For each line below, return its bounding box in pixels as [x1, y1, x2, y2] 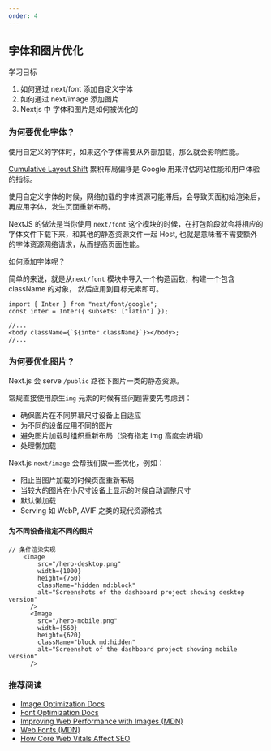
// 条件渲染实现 [8, 546, 56, 555]
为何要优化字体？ [8, 127, 75, 138]
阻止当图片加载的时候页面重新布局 [19, 476, 135, 486]
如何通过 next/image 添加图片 [19, 94, 119, 104]
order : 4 [8, 11, 38, 20]
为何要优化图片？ [8, 356, 75, 367]
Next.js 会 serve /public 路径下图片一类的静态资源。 [8, 376, 184, 386]
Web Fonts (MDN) [19, 724, 81, 735]
